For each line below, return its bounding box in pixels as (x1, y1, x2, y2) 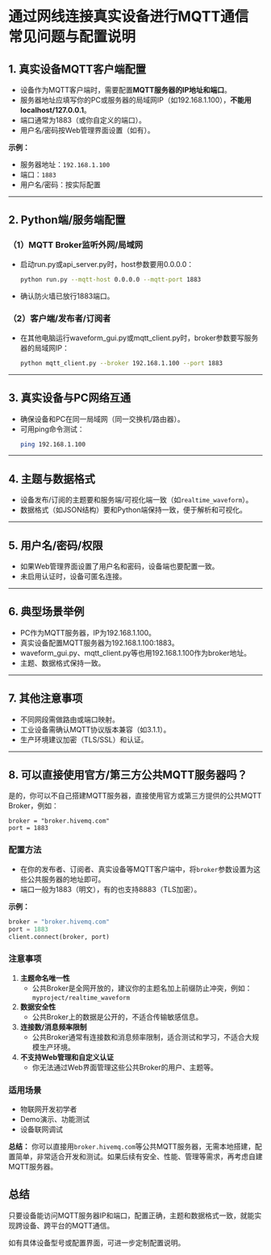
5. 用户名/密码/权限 (8, 538, 103, 552)
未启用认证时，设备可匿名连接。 (19, 572, 127, 582)
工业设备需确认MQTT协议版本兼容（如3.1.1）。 (19, 724, 171, 734)
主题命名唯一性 (19, 973, 70, 982)
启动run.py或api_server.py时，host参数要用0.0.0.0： (19, 259, 194, 269)
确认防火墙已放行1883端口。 (19, 291, 115, 301)
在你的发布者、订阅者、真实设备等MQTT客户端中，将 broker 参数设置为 (19, 864, 254, 873)
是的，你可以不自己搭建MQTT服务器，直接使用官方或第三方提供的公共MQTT (8, 791, 262, 801)
